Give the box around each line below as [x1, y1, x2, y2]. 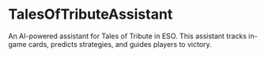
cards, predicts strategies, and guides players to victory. [28, 39, 212, 48]
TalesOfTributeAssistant [8, 5, 173, 23]
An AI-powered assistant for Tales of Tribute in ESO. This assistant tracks [8, 31, 247, 41]
